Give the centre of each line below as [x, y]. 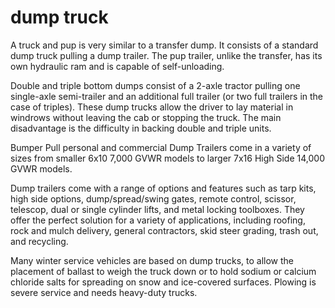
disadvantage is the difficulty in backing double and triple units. [141, 128]
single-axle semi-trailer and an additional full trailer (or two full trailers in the [167, 96]
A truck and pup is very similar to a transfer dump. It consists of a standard [164, 45]
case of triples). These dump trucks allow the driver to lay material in [152, 107]
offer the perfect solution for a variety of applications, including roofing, [158, 220]
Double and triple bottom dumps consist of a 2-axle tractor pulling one [155, 85]
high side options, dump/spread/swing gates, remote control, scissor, [153, 198]
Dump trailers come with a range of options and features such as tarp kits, [163, 188]
